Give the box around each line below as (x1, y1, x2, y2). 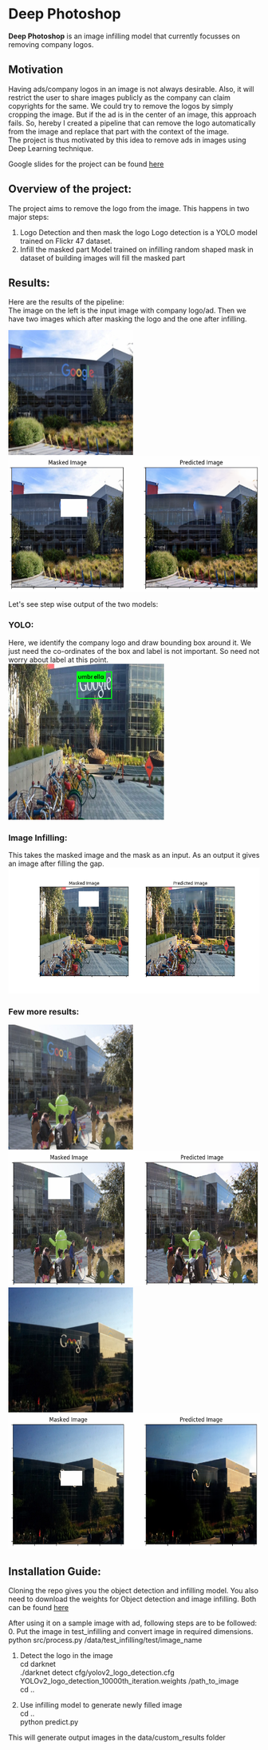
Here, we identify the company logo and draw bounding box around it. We (8, 637, 251, 648)
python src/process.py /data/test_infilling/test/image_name (8, 1636, 203, 1645)
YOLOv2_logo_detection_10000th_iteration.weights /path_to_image (19, 1676, 239, 1686)
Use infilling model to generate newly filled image (19, 1700, 183, 1710)
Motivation (8, 63, 64, 77)
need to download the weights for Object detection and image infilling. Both (8, 1594, 257, 1604)
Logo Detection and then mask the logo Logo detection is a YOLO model (19, 227, 258, 237)
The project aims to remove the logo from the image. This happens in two (8, 203, 250, 213)
